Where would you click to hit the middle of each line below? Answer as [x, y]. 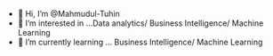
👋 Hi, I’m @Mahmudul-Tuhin [68, 14]
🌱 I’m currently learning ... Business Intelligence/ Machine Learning [140, 42]
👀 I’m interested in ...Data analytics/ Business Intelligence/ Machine [141, 23]
